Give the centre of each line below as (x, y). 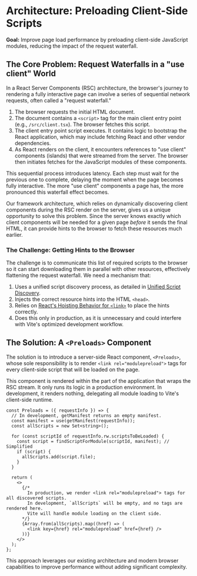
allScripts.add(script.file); (59, 457)
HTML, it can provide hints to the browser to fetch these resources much (94, 229)
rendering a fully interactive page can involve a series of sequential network (98, 94)
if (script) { (34, 452)
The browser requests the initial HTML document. (75, 112)
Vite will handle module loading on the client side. (94, 514)
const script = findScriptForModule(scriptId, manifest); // (93, 441)
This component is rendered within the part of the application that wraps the (98, 380)
